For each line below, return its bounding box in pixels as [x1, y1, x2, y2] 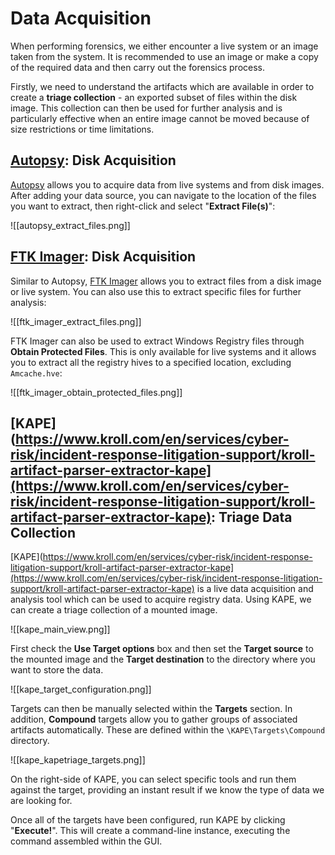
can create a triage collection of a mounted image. [10, 604, 218, 616]
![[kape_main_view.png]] [10, 623, 111, 636]
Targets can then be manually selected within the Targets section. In [10, 703, 293, 715]
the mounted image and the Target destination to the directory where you [10, 653, 316, 666]
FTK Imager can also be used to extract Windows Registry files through [10, 335, 305, 347]
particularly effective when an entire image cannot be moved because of [10, 112, 310, 124]
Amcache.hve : [10, 367, 63, 379]
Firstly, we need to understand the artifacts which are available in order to [10, 80, 315, 92]
